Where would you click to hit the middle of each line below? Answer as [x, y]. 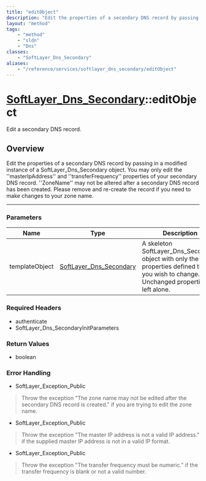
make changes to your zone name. [50, 196]
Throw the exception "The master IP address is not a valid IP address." [110, 435]
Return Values [28, 344]
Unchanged [159, 282]
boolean [25, 357]
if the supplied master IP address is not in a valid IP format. [96, 441]
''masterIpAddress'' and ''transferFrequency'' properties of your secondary [102, 176]
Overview [25, 149]
